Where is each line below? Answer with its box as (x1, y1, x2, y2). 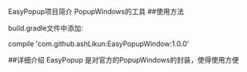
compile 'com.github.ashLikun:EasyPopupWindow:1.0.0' (8, 39, 190, 49)
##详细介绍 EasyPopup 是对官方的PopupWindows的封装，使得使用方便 (8, 56, 239, 64)
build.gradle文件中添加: (8, 23, 84, 33)
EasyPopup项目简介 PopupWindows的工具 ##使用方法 (8, 7, 184, 16)
